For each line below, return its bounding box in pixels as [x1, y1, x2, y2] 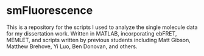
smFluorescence [6, 4, 93, 17]
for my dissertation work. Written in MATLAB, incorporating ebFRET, [6, 30, 177, 37]
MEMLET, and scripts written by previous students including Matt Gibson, [6, 36, 191, 43]
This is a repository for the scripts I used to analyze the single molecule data [6, 23, 198, 31]
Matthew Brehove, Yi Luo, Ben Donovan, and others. [6, 43, 138, 50]
